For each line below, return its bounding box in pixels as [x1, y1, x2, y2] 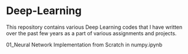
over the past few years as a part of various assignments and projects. [6, 29, 177, 36]
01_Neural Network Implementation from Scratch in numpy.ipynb [6, 41, 163, 48]
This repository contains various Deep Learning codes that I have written [6, 23, 183, 31]
